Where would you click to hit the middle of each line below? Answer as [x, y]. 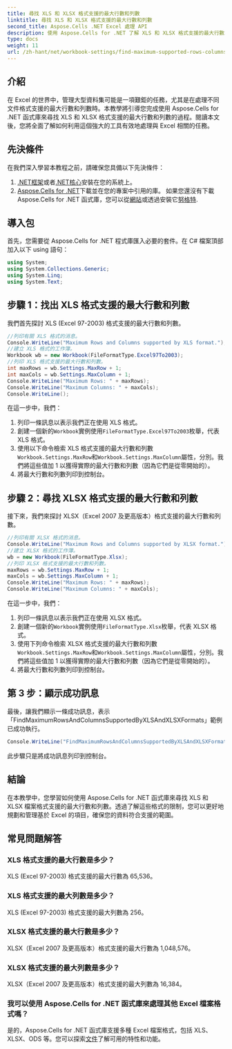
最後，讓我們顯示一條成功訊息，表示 [59, 711]
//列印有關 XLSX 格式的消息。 [46, 538]
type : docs [23, 39]
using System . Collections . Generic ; [58, 269]
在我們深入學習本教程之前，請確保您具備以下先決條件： [86, 167]
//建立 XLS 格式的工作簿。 [41, 349]
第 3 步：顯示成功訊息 [53, 693]
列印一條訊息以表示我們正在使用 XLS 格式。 [79, 422]
